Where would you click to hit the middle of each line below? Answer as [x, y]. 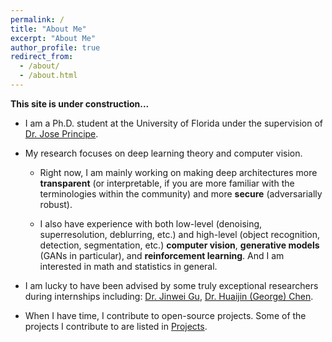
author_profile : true [55, 47]
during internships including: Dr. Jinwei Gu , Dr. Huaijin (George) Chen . [169, 296]
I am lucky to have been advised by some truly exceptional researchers [171, 285]
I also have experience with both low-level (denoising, [151, 223]
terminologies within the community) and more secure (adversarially [181, 193]
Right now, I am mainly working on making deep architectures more [178, 172]
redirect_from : [42, 57]
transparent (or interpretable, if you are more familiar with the [167, 183]
